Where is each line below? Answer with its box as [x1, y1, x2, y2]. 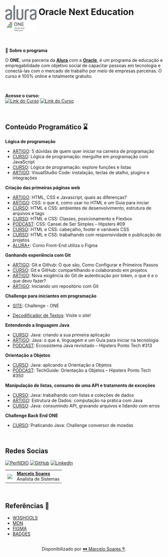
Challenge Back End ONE [5, 412, 58, 419]
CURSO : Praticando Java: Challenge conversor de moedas [12, 422, 133, 428]
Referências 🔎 [5, 501, 49, 510]
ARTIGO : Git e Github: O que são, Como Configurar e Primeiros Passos [12, 262, 158, 268]
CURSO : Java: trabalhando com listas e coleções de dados [12, 392, 134, 398]
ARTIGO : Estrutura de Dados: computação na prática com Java [12, 397, 143, 404]
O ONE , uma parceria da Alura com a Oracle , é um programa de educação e [5, 57, 163, 63]
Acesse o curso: [5, 92, 40, 98]
